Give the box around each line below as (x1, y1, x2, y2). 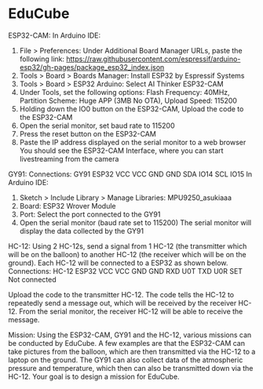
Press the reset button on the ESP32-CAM (19, 129, 157, 138)
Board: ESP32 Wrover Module (19, 201, 116, 210)
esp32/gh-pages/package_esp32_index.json (19, 62, 165, 71)
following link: (19, 54, 65, 64)
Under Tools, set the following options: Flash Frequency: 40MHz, (19, 87, 230, 96)
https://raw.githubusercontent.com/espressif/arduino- (66, 54, 241, 64)
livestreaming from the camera (19, 154, 119, 163)
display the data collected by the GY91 (19, 226, 144, 235)
